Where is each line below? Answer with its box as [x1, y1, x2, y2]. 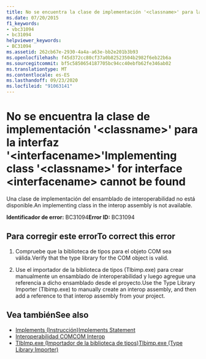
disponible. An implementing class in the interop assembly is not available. [6, 201, 193, 209]
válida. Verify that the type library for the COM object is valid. [15, 254, 169, 261]
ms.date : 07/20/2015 [6, 15, 59, 21]
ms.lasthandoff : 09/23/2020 [6, 77, 78, 83]
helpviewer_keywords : [6, 37, 62, 44]
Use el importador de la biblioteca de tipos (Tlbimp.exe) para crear [15, 266, 184, 273]
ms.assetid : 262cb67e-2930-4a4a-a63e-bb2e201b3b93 [6, 49, 139, 55]
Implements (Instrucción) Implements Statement [15, 326, 136, 333]
